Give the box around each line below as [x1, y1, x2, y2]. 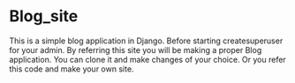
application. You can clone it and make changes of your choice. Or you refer [9, 54, 287, 64]
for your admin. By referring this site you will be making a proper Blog [9, 44, 262, 55]
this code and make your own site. [9, 64, 134, 74]
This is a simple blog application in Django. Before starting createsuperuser [9, 35, 284, 46]
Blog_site [9, 6, 79, 26]
